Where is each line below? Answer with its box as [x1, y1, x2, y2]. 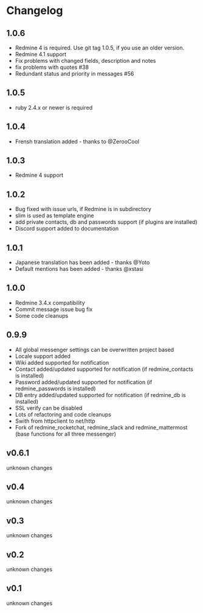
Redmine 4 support [15, 171, 64, 179]
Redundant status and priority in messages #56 [15, 70, 134, 77]
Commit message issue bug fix [15, 306, 93, 313]
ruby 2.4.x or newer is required [15, 104, 93, 111]
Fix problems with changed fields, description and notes [15, 57, 156, 64]
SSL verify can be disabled [15, 404, 83, 412]
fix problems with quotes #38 [15, 63, 89, 71]
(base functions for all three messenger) [15, 430, 117, 437]
